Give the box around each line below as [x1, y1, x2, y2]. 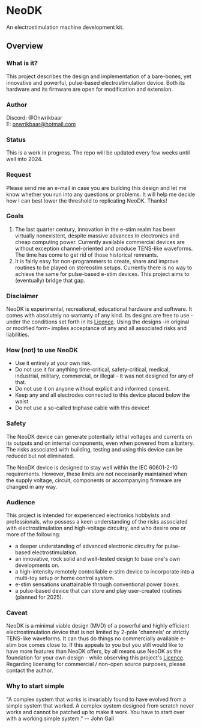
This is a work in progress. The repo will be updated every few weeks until [6, 149, 190, 156]
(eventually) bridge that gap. [14, 277, 86, 284]
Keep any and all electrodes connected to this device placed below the [14, 391, 190, 399]
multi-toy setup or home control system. [14, 575, 115, 581]
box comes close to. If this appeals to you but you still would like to [17, 641, 184, 649]
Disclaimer [6, 292, 38, 300]
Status [6, 135, 26, 144]
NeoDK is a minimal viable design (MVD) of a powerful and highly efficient [6, 622, 190, 629]
